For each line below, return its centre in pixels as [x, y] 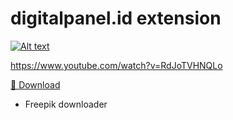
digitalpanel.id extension [116, 18]
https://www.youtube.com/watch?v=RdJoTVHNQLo [116, 65]
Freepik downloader [66, 104]
